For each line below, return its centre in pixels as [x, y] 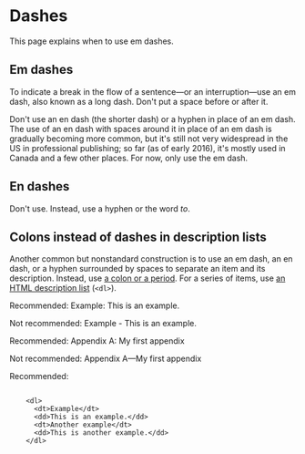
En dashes [40, 186]
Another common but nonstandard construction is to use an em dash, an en [151, 259]
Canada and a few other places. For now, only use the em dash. [129, 158]
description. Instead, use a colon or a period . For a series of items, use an [147, 278]
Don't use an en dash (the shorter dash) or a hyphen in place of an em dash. [152, 119]
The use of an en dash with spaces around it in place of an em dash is [141, 129]
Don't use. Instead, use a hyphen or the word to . [100, 208]
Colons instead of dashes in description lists [138, 237]
